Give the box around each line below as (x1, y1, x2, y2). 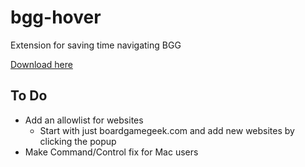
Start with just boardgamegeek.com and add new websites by (39, 124, 295, 136)
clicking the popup (39, 135, 117, 147)
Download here (10, 58, 73, 70)
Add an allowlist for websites (24, 114, 144, 126)
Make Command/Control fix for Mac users (24, 146, 199, 158)
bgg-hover (10, 6, 102, 29)
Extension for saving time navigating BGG (10, 39, 182, 51)
